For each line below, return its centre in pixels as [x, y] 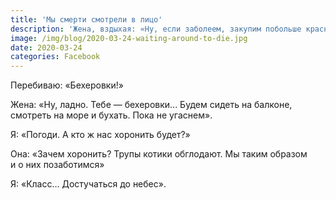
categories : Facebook [55, 57]
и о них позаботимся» [57, 165]
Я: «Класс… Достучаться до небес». [88, 184]
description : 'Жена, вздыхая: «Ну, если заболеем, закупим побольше [156, 29]
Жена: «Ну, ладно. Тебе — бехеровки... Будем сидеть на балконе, [151, 105]
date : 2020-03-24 [46, 47]
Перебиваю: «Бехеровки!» [67, 85]
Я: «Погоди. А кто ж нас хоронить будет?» [100, 135]
